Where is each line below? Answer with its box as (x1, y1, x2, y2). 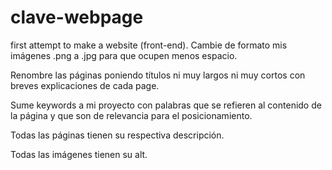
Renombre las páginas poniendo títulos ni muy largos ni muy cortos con (10, 69, 306, 81)
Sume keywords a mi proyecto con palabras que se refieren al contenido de (10, 99, 322, 111)
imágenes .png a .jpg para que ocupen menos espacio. (10, 49, 238, 61)
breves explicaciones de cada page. (10, 79, 160, 91)
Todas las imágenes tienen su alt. (10, 148, 148, 160)
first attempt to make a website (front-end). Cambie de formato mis (10, 39, 288, 51)
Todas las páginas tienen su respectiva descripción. (10, 129, 225, 141)
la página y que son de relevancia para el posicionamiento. (10, 109, 253, 121)
